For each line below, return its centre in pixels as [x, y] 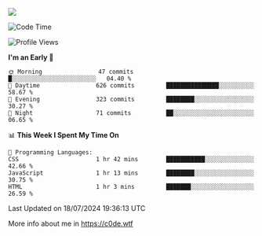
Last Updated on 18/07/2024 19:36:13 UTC [77, 208]
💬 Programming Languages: [50, 153]
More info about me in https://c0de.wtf [71, 223]
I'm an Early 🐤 [31, 57]
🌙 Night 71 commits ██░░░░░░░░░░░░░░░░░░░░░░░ [131, 113]
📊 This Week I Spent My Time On [64, 135]
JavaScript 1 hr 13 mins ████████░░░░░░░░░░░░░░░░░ [131, 173]
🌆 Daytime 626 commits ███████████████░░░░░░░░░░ [131, 86]
